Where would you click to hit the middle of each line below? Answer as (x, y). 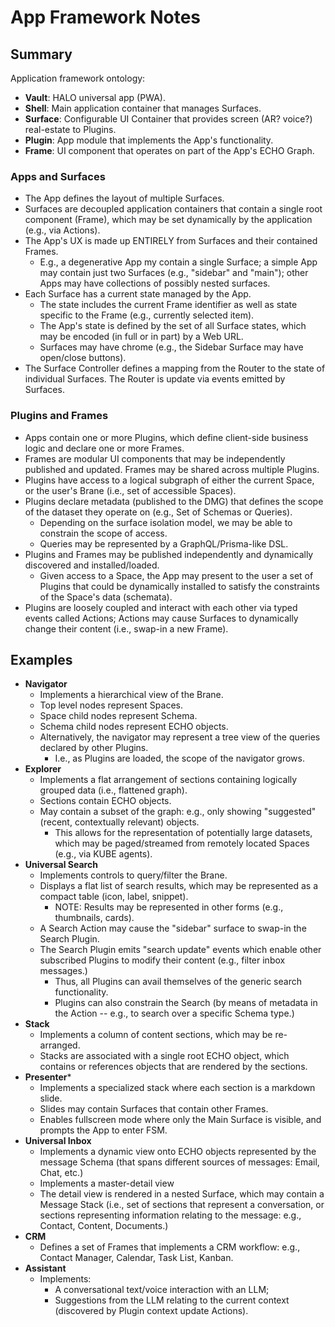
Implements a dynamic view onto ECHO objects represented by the (178, 1152)
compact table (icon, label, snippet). (114, 897)
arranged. (60, 1045)
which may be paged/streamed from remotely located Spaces (182, 843)
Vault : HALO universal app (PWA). (95, 97)
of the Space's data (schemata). (106, 597)
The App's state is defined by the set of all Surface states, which (173, 326)
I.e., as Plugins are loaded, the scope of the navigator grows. (179, 758)
